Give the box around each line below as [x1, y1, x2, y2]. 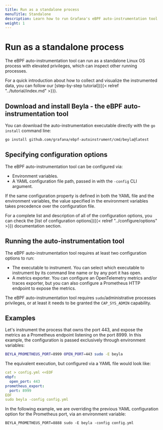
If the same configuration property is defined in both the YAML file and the [5, 193, 154, 199]
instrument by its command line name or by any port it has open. [12, 270, 142, 276]
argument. [12, 183, 33, 189]
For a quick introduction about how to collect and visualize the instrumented [5, 77, 157, 83]
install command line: [5, 128, 51, 133]
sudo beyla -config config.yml [5, 397, 69, 402]
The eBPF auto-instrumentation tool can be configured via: [5, 164, 123, 169]
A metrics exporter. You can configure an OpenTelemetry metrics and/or [12, 275, 157, 280]
